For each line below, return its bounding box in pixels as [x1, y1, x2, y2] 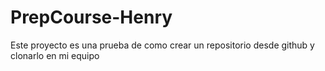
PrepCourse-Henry [10, 6, 173, 29]
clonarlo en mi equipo [10, 49, 100, 61]
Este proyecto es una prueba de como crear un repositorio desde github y [10, 39, 315, 51]
